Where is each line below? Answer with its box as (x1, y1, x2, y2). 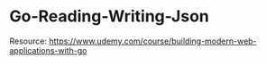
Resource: (9, 36, 48, 46)
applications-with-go (9, 45, 87, 55)
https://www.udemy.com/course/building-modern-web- (49, 36, 257, 46)
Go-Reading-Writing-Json (9, 6, 209, 27)
